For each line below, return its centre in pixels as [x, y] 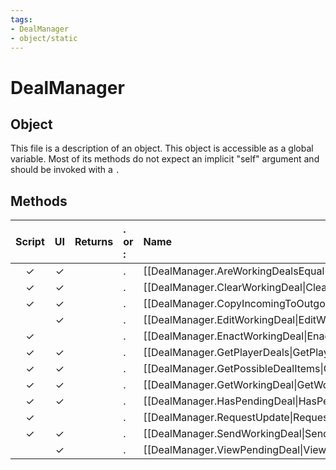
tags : [21, 19]
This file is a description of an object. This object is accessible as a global [162, 148]
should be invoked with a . [65, 170]
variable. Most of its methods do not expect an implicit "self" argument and [165, 159]
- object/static [44, 38]
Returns [94, 242]
